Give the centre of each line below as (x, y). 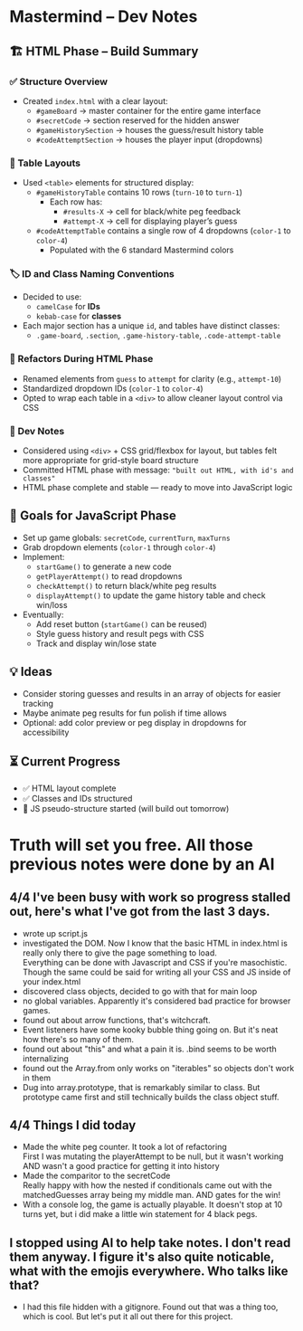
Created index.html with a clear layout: (95, 100)
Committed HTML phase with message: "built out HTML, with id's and (158, 470)
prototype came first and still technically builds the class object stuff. (151, 1097)
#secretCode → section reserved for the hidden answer (137, 120)
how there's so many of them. (78, 1039)
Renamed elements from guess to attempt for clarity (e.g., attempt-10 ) (152, 378)
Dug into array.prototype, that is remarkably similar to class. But (141, 1087)
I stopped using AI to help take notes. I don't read (150, 1243)
